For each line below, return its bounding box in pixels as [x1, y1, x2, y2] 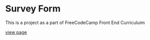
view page [5, 29, 27, 35]
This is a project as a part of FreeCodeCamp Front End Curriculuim [5, 19, 145, 25]
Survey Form [5, 3, 61, 14]
